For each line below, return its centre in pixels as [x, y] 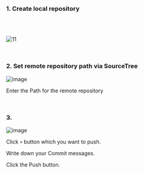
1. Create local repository [43, 8]
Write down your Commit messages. [50, 153]
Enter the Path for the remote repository [55, 91]
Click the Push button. [33, 165]
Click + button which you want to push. [54, 142]
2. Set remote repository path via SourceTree [72, 66]
